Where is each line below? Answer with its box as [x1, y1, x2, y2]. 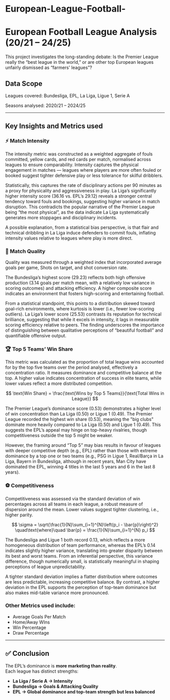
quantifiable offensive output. [5, 332, 67, 338]
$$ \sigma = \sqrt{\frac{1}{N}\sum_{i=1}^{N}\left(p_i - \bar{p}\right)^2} [12, 521, 158, 527]
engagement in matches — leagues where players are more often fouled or [5, 167, 162, 173]
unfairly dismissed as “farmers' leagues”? [5, 64, 93, 71]
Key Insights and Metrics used [5, 122, 103, 131]
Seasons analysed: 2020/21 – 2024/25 [5, 102, 86, 108]
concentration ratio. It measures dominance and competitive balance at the [5, 370, 162, 376]
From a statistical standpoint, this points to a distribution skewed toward [5, 300, 155, 306]
